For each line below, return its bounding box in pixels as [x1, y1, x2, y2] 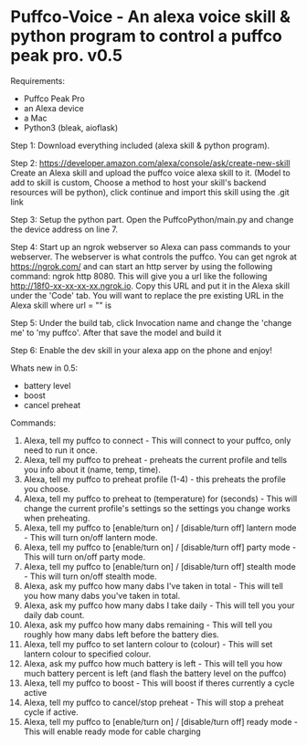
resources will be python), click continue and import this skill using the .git [10, 186, 291, 197]
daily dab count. [23, 609, 85, 620]
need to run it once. [23, 445, 99, 456]
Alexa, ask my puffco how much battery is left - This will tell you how [23, 657, 282, 668]
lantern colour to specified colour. [23, 648, 152, 659]
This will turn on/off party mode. [23, 551, 145, 562]
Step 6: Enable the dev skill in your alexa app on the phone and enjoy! [10, 344, 272, 355]
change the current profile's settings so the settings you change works [23, 502, 291, 513]
